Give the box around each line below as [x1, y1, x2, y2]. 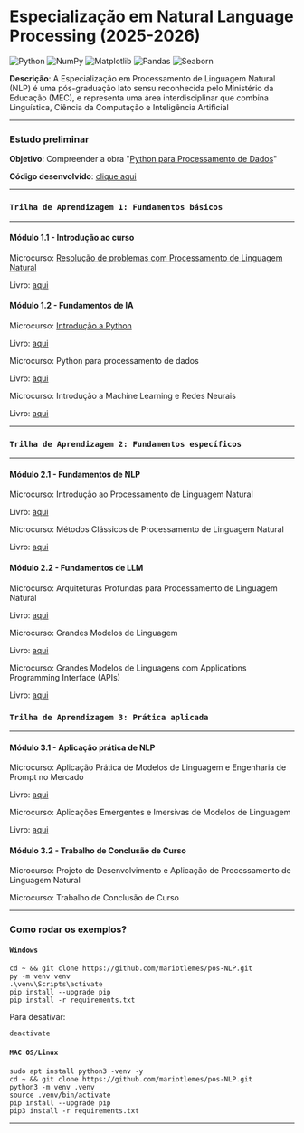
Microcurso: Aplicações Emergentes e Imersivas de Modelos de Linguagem [9, 807, 291, 818]
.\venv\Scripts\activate [9, 980, 103, 989]
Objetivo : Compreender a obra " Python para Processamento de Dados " [9, 154, 278, 165]
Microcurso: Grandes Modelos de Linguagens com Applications [9, 662, 247, 673]
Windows [9, 946, 39, 955]
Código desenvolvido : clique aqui [9, 171, 138, 182]
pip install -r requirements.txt [9, 995, 136, 1005]
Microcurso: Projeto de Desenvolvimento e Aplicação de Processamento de [9, 865, 291, 876]
